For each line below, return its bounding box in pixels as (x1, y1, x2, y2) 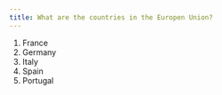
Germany (21, 46, 56, 58)
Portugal (21, 75, 54, 85)
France (21, 37, 49, 48)
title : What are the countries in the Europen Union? (9, 12, 214, 22)
